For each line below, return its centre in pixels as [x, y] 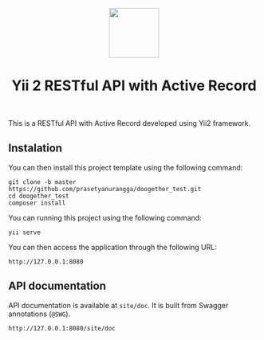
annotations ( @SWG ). [39, 314]
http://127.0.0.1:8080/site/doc [62, 328]
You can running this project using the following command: [105, 217]
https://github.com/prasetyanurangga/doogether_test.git [105, 189]
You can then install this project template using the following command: [126, 167]
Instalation [35, 149]
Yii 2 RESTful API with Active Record [134, 86]
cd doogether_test [39, 196]
